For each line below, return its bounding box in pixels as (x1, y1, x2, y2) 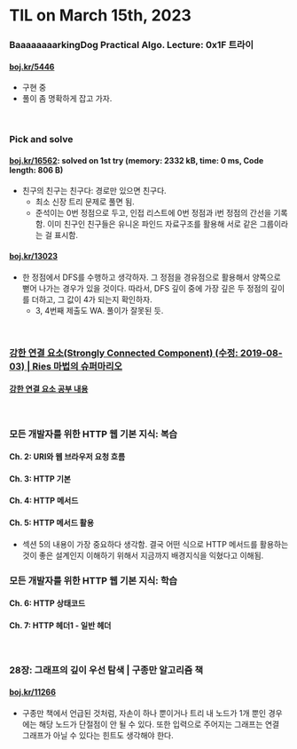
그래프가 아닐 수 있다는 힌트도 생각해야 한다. (21, 729, 175, 740)
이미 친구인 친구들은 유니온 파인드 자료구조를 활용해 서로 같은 (47, 219, 258, 229)
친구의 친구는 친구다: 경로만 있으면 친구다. (21, 186, 167, 196)
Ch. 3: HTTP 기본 (9, 473, 71, 484)
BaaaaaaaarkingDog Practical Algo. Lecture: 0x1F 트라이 (9, 39, 254, 52)
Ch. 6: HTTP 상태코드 (9, 598, 86, 609)
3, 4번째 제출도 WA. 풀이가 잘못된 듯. (35, 305, 164, 315)
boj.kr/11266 (9, 686, 56, 697)
